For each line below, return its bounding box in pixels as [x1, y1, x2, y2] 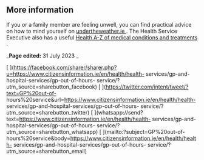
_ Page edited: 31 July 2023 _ [6, 52, 79, 59]
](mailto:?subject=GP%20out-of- [103, 128, 185, 135]
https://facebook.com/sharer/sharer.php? [13, 64, 117, 71]
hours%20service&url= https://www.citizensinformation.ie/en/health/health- [6, 96, 196, 103]
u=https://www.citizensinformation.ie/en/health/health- [6, 70, 144, 78]
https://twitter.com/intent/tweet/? [106, 83, 189, 90]
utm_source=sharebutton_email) [6, 147, 87, 155]
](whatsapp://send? [93, 108, 144, 116]
